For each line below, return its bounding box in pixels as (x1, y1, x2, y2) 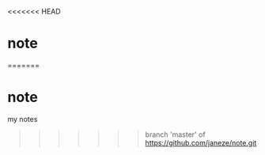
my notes (7, 114, 38, 123)
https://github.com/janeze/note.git (145, 138, 257, 147)
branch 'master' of (145, 130, 206, 139)
